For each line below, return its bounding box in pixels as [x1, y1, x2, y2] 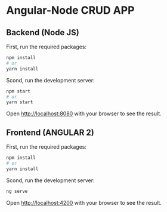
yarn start [6, 99, 33, 105]
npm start [6, 88, 31, 94]
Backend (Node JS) [6, 27, 79, 38]
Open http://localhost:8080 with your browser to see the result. [6, 110, 162, 117]
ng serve [6, 188, 28, 194]
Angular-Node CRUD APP [6, 4, 135, 17]
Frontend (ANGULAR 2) [6, 127, 94, 137]
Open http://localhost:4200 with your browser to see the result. [6, 199, 162, 206]
